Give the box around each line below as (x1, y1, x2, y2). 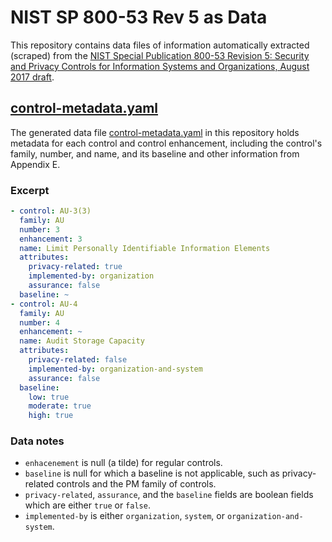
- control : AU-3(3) (10, 206, 92, 216)
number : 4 (19, 317, 60, 328)
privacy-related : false (28, 355, 128, 365)
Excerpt (10, 183, 50, 197)
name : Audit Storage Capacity (19, 336, 145, 346)
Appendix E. (10, 158, 61, 170)
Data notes (10, 434, 65, 448)
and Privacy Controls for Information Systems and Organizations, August (10, 60, 310, 72)
